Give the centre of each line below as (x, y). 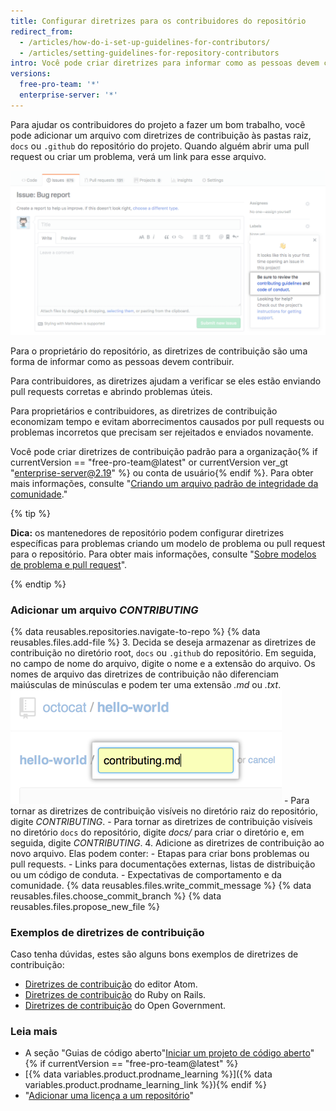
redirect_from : (42, 31)
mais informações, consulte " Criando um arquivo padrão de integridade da (164, 483)
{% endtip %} (38, 584)
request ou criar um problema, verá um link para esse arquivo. (138, 156)
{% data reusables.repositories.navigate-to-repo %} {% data (135, 631)
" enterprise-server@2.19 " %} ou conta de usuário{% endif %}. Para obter (162, 472)
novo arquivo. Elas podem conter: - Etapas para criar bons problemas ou (160, 853)
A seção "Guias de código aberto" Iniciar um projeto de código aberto (167, 1053)
